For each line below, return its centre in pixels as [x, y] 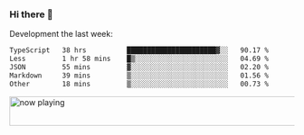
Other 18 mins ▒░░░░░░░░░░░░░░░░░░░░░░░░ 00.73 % [139, 84]
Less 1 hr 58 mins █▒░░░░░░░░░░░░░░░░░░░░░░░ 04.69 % [139, 59]
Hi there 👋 [32, 14]
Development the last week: [61, 34]
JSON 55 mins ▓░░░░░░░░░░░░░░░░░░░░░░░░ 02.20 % [139, 67]
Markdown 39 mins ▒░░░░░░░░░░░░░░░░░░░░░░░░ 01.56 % [139, 76]
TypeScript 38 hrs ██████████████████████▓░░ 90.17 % [139, 50]
